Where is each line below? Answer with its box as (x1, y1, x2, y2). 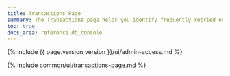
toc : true (7, 23, 36, 29)
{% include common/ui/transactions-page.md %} (7, 61, 146, 69)
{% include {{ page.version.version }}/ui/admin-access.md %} (7, 48, 183, 56)
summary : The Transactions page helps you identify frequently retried (7, 16, 216, 23)
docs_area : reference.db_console (7, 29, 103, 36)
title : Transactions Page (7, 10, 81, 17)
